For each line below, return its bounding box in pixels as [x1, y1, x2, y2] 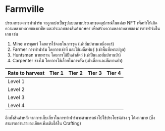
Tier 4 [106, 69, 121, 76]
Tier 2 [68, 69, 83, 76]
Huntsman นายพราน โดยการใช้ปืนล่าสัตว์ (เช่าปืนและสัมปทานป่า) [12, 52, 121, 58]
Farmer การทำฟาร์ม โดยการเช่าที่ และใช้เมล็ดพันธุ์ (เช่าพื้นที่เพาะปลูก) [12, 46, 126, 52]
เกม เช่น [5, 31, 19, 37]
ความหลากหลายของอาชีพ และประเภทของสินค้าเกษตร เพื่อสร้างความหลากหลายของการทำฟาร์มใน [5, 25, 160, 31]
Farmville [5, 3, 45, 15]
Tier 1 [49, 69, 64, 76]
